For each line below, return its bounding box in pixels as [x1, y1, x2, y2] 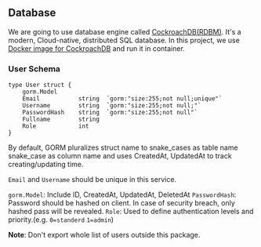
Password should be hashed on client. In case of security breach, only [8, 198, 235, 208]
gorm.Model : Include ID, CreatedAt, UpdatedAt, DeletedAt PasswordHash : [8, 190, 237, 199]
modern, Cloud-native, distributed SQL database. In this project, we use [8, 35, 241, 45]
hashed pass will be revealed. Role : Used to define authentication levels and [8, 207, 254, 216]
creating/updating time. [8, 160, 84, 169]
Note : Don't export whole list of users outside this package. [8, 231, 201, 240]
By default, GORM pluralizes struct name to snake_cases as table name [8, 143, 238, 152]
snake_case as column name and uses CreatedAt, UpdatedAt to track [8, 151, 233, 161]
